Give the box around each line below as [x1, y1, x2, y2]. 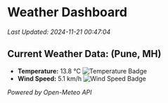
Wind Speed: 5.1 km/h [17, 74, 82, 83]
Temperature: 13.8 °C [17, 66, 81, 75]
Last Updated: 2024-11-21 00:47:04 [7, 28, 111, 36]
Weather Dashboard [7, 4, 128, 20]
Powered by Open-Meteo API [7, 87, 93, 96]
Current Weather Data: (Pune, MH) [7, 48, 162, 60]
